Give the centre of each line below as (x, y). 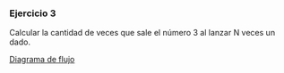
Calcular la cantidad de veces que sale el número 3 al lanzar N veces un (142, 33)
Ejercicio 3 (33, 13)
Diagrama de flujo (42, 60)
